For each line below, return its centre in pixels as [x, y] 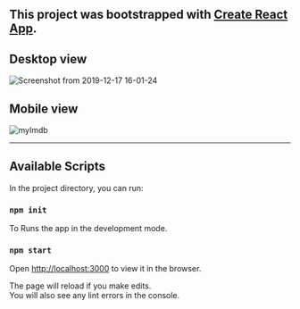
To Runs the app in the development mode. [88, 229]
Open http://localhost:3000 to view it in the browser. [105, 269]
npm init [28, 210]
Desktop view [48, 58]
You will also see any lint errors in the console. [95, 296]
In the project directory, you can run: [76, 188]
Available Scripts [57, 167]
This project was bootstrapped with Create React [149, 15]
